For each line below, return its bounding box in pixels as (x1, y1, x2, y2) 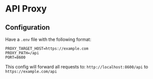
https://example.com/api (5, 69, 57, 74)
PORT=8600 (5, 55, 26, 60)
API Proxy (5, 3, 47, 15)
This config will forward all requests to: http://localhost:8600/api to (5, 64, 148, 69)
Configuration (5, 23, 50, 32)
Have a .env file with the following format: (5, 36, 91, 42)
